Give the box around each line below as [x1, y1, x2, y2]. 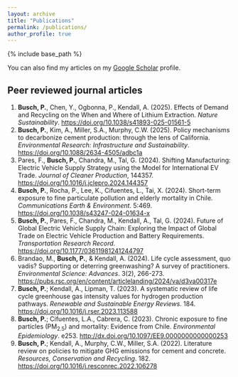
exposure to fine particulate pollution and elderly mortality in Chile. [17, 193, 213, 203]
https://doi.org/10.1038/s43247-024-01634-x [17, 209, 151, 218]
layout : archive [7, 10, 55, 18]
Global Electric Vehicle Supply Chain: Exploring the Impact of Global [17, 224, 217, 233]
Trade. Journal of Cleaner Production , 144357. [17, 171, 154, 180]
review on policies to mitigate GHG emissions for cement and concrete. [17, 346, 227, 355]
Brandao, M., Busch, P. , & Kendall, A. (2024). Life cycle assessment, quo [17, 254, 231, 263]
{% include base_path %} [7, 50, 82, 58]
